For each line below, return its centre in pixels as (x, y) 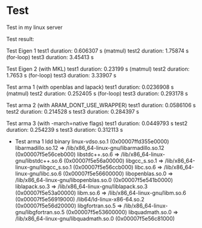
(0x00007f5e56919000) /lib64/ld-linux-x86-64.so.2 (80, 199)
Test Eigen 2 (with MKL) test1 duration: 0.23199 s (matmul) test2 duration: (98, 69)
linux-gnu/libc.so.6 (38, 174)
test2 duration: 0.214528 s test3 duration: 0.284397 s (73, 111)
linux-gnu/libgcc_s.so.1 (43, 167)
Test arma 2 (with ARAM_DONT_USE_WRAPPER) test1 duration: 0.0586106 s (101, 105)
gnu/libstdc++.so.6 (38, 160)
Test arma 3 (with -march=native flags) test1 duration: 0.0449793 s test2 (97, 123)
